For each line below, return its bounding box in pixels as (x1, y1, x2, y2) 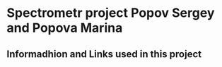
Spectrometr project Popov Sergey (6, 5, 215, 21)
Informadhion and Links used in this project (6, 48, 202, 60)
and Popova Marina (6, 20, 123, 36)
